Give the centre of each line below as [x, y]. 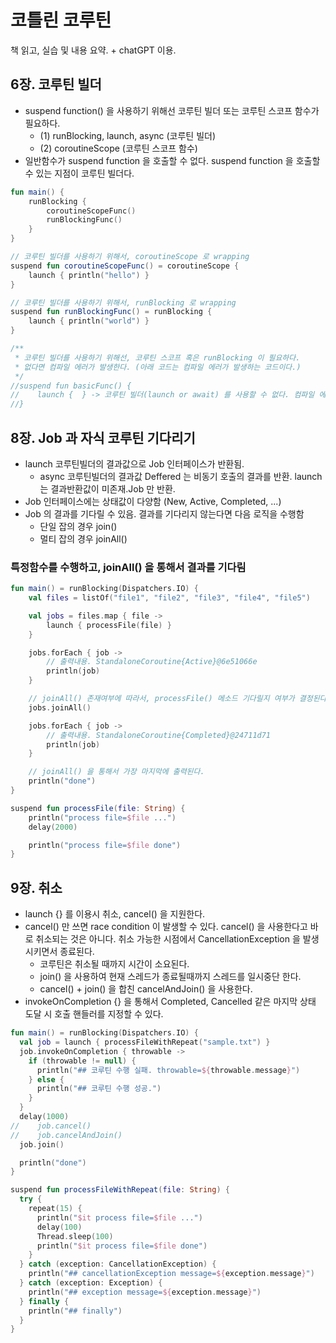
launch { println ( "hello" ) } [89, 275]
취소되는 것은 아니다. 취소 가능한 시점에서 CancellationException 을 [168, 939]
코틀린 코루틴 [61, 20]
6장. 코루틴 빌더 [56, 84]
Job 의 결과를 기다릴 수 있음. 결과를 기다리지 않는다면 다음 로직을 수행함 [164, 513]
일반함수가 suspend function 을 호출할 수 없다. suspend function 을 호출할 [172, 160]
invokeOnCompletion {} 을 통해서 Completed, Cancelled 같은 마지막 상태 [170, 1002]
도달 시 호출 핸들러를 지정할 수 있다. [94, 1014]
